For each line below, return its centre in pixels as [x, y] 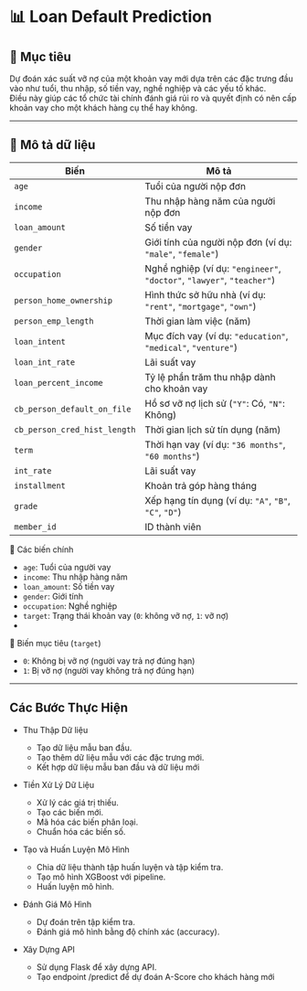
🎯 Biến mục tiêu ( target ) [56, 643]
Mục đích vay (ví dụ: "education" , [217, 336]
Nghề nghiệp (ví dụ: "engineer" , [213, 268]
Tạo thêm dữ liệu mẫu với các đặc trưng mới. [120, 757]
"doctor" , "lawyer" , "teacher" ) [210, 280]
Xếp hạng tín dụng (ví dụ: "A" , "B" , [217, 500]
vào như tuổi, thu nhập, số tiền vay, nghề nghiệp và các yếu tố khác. [138, 88]
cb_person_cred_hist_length [75, 429]
